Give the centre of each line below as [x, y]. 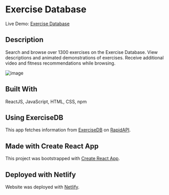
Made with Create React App [52, 146]
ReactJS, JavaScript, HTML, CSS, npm [46, 102]
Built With [21, 89]
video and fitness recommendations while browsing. [60, 63]
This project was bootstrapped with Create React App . [63, 159]
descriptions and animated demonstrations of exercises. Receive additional [84, 57]
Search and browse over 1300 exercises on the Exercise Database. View [81, 52]
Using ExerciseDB [34, 117]
